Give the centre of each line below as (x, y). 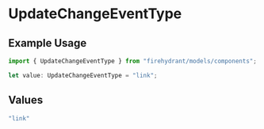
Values (26, 100)
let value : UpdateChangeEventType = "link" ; (83, 75)
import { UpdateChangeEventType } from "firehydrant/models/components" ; (133, 61)
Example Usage (48, 43)
